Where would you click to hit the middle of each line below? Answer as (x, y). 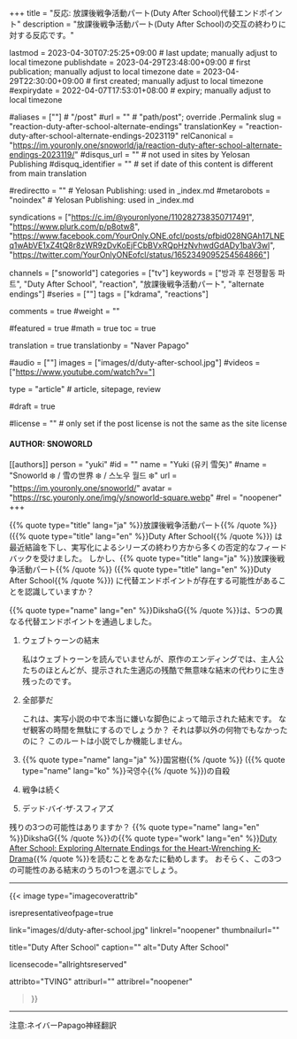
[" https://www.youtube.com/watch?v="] (82, 372)
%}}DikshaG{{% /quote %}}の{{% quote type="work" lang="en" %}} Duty (143, 838)
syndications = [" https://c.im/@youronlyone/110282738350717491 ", (132, 217)
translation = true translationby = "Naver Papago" (99, 345)
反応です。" (53, 35)
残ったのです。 (49, 681)
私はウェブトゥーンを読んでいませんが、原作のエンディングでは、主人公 (153, 659)
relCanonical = (207, 136)
